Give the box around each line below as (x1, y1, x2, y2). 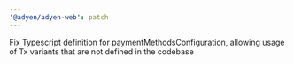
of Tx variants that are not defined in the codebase (9, 46, 195, 57)
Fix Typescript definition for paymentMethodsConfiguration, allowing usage (9, 37, 285, 47)
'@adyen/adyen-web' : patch (9, 12, 109, 22)
